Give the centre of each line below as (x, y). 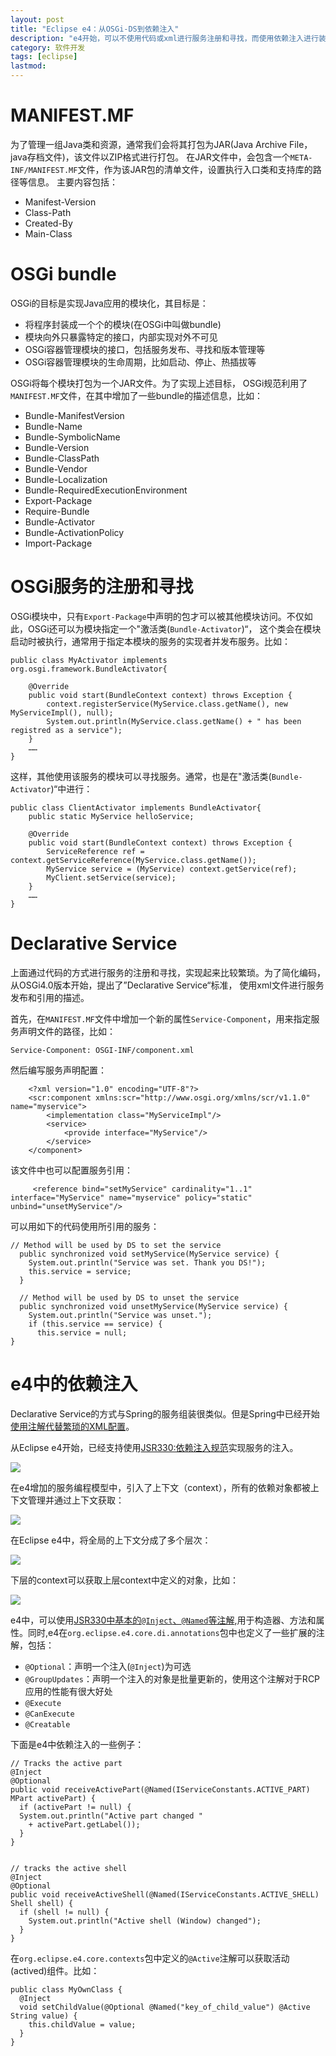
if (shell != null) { (64, 1912)
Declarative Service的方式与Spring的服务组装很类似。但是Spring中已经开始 (165, 1413)
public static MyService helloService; (111, 816)
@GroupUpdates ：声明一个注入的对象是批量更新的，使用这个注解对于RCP (172, 1678)
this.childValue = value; (82, 2024)
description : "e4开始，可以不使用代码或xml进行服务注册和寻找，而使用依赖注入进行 (164, 38)
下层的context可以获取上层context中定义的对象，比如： (124, 1580)
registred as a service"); (66, 730)
